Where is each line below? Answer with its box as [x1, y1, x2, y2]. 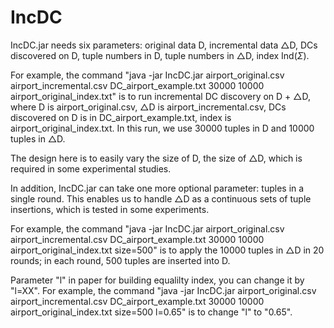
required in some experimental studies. [10, 162, 172, 175]
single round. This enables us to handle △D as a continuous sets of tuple [10, 192, 312, 205]
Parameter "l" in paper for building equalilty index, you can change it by [10, 274, 305, 286]
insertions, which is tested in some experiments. [10, 203, 210, 215]
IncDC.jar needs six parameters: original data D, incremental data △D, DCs [10, 39, 318, 51]
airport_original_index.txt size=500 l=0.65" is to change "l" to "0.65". [10, 306, 293, 318]
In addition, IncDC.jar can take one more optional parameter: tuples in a [10, 182, 305, 194]
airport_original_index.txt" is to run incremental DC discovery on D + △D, [10, 90, 311, 102]
